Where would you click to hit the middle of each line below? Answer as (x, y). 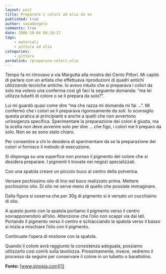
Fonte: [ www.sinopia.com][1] (35, 266)
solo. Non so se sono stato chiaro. (40, 132)
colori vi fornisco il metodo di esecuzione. (48, 147)
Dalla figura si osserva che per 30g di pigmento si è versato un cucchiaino (81, 196)
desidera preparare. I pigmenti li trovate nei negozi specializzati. (70, 162)
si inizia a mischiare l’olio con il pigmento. (47, 227)
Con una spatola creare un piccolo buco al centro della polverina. (72, 172)
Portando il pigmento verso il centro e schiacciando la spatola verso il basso (83, 221)
